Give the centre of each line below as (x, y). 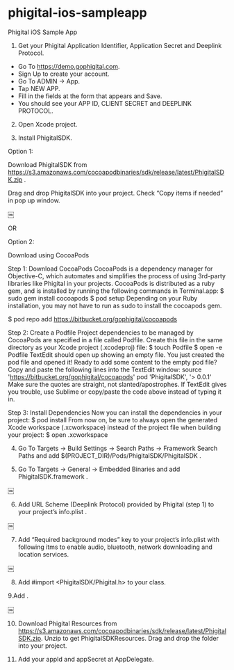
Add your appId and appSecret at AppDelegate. (86, 659)
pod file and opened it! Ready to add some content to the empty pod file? (112, 362)
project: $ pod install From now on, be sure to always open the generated (113, 420)
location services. (43, 554)
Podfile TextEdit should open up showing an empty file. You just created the (116, 354)
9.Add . (18, 596)
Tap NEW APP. (39, 88)
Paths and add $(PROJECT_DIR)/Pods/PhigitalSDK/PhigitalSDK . (110, 455)
